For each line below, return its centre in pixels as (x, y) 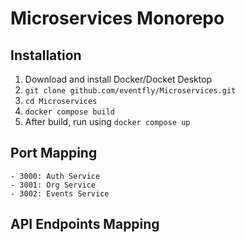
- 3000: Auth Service (55, 176)
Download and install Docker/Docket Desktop (118, 79)
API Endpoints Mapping (85, 224)
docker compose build (69, 112)
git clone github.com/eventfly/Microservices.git (130, 91)
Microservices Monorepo (117, 18)
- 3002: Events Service (60, 193)
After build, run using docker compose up (107, 121)
